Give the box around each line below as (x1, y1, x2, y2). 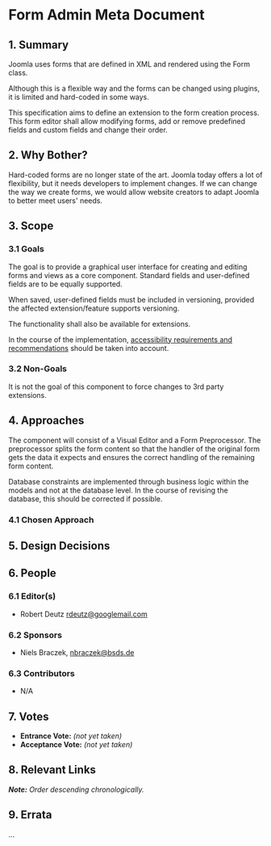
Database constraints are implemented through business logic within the (8, 476, 249, 486)
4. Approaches (8, 414, 85, 428)
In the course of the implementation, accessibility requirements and (8, 334, 232, 345)
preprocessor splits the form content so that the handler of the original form (8, 443, 261, 454)
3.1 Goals (8, 243, 44, 255)
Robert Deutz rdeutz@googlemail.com (19, 609, 148, 619)
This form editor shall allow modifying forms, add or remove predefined (8, 116, 246, 126)
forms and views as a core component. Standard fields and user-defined (8, 270, 250, 280)
